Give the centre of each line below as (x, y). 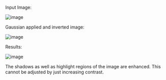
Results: (14, 47)
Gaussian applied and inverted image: (45, 27)
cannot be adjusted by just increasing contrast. (55, 72)
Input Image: (19, 7)
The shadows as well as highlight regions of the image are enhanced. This (83, 66)
